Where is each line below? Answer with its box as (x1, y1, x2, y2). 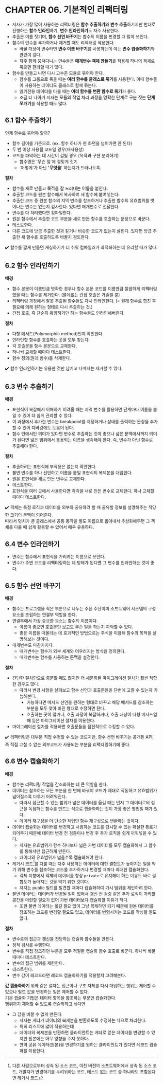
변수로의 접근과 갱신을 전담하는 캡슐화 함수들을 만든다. (12, 936, 115, 942)
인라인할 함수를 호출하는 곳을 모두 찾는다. (12, 337, 90, 343)
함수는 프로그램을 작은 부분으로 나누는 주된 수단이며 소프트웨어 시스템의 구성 (12, 606, 156, 611)
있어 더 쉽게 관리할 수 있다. (22, 413, 73, 418)
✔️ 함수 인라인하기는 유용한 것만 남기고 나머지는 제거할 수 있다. (5, 365, 123, 371)
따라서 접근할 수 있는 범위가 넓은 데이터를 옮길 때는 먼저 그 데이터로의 (19, 799, 150, 805)
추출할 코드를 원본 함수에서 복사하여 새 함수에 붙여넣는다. (12, 191, 120, 197)
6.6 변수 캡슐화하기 (5, 757, 60, 765)
